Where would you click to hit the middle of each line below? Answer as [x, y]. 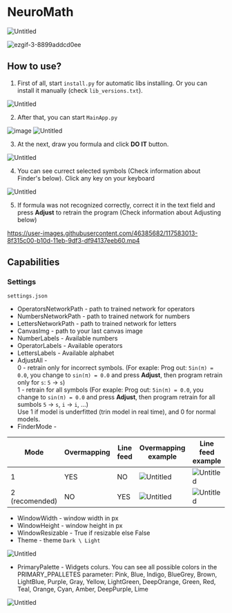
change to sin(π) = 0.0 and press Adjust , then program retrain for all [116, 397]
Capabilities [33, 263]
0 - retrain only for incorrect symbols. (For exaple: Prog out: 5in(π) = [115, 368]
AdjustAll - [32, 360]
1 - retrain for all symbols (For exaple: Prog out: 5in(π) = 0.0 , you [110, 390]
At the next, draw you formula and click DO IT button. [93, 144]
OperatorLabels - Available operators [70, 346]
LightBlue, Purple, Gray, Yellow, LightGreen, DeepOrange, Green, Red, [116, 582]
